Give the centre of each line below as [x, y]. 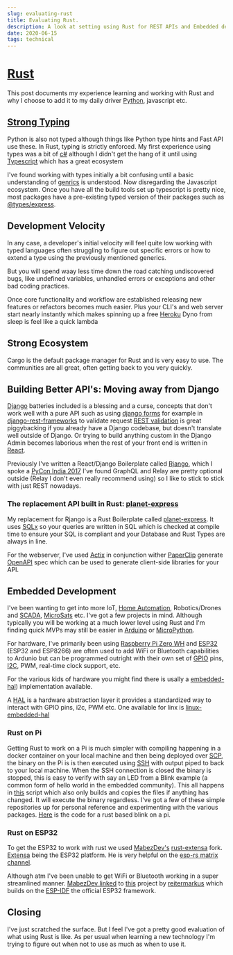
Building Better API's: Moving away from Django [113, 389]
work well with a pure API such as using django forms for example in [105, 414]
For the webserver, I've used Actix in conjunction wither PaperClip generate [115, 555]
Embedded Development [62, 591]
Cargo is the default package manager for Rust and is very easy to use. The [115, 360]
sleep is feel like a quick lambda [53, 321]
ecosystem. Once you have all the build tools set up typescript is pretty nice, [116, 189]
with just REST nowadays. [44, 486]
